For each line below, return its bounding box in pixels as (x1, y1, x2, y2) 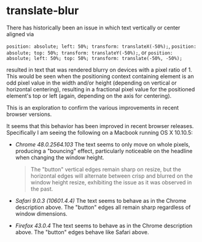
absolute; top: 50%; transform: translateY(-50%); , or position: (6, 48, 173, 56)
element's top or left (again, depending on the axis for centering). (6, 92, 172, 99)
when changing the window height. (15, 154, 104, 161)
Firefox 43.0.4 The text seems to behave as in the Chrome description (15, 222, 193, 229)
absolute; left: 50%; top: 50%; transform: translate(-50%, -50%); (6, 55, 183, 61)
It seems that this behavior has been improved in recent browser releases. (6, 122, 194, 129)
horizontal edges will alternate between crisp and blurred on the (30, 172, 193, 180)
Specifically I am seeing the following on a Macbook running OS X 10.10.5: (6, 129, 193, 136)
